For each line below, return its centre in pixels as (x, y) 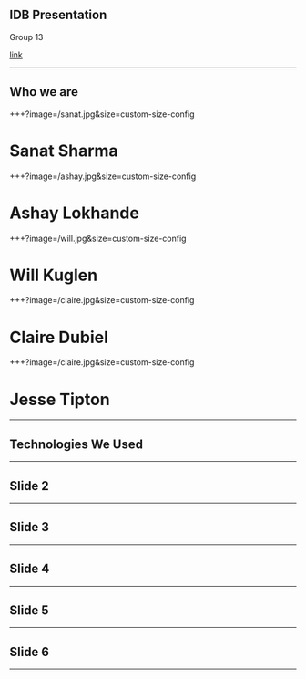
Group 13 (26, 37)
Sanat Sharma (64, 151)
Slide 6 (30, 652)
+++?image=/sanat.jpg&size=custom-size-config (102, 114)
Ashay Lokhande (74, 213)
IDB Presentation (58, 15)
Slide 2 (30, 486)
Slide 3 (30, 527)
